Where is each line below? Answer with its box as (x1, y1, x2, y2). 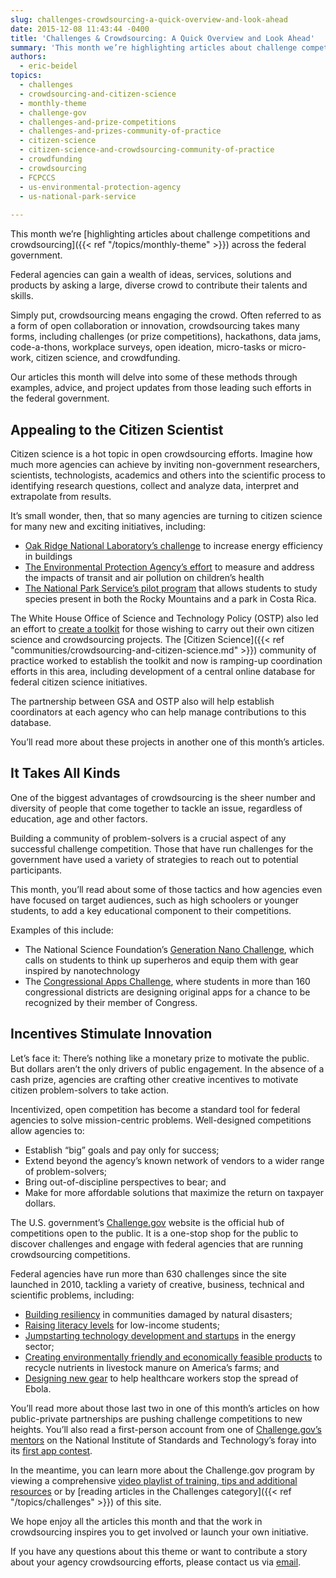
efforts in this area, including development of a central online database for (10, 665, 316, 677)
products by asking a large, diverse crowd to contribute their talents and (10, 279, 308, 291)
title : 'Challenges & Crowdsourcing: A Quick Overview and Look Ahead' (10, 33, 315, 43)
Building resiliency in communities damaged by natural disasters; (24, 1308, 293, 1320)
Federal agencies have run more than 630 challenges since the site (10, 1267, 287, 1280)
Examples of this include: (10, 924, 114, 936)
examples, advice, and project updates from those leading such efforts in (10, 382, 312, 394)
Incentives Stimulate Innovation (10, 1026, 213, 1043)
